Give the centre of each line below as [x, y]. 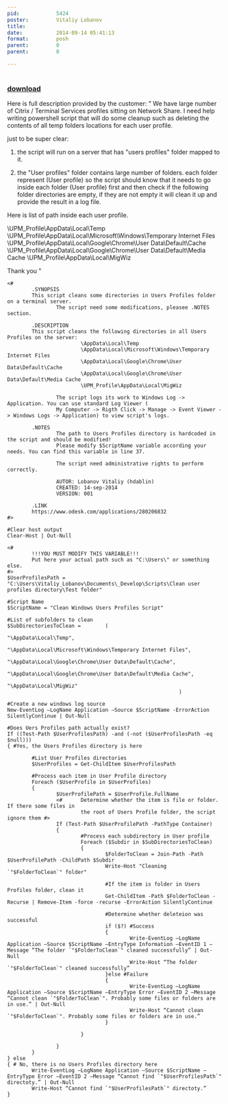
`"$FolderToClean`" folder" [47, 873]
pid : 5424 [38, 13]
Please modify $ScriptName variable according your [131, 446]
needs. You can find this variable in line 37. [76, 452]
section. [20, 314]
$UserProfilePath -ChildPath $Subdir [61, 860]
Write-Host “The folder [163, 963]
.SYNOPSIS [46, 290]
